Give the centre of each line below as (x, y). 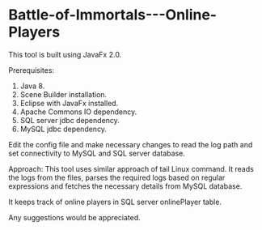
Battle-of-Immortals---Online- (112, 15)
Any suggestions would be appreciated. (75, 217)
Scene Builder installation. (63, 94)
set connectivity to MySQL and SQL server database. (97, 153)
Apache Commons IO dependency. (78, 112)
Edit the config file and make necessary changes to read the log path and (131, 144)
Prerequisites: (32, 70)
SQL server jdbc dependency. (70, 120)
